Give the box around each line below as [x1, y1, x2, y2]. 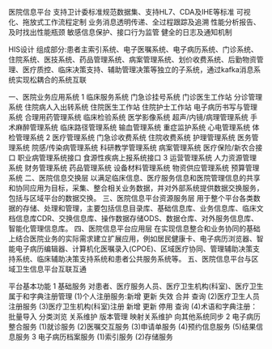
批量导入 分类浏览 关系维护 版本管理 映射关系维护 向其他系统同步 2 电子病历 [8, 312, 261, 321]
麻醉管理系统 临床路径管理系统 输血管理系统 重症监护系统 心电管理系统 [15, 122, 251, 132]
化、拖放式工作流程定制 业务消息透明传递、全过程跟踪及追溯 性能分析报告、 [8, 17, 261, 27]
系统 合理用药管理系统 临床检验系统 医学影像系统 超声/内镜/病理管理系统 [8, 113, 249, 121]
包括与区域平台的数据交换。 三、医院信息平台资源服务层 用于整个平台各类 [8, 194, 253, 202]
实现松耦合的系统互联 [15, 75, 87, 84]
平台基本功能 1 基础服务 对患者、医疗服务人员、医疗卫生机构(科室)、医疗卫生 [8, 282, 264, 291]
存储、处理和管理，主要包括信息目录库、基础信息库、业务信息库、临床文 [22, 203, 264, 213]
